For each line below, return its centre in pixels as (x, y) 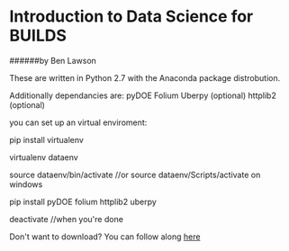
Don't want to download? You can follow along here (105, 237)
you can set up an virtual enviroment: (78, 122)
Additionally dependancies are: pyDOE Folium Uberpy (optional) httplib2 (143, 95)
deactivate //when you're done (67, 219)
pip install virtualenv (46, 139)
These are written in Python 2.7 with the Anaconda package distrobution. (145, 77)
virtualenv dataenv (44, 157)
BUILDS (38, 36)
